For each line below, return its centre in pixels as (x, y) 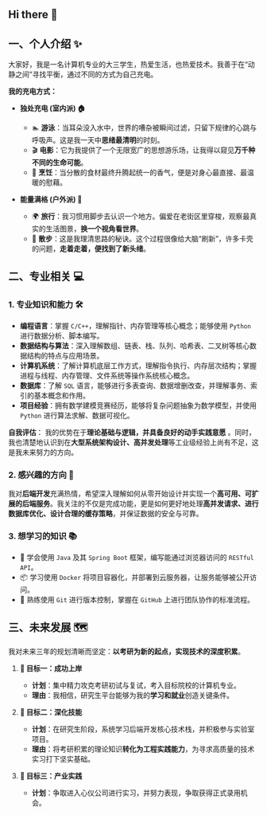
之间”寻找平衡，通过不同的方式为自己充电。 (86, 74)
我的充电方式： (33, 92)
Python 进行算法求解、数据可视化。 (77, 415)
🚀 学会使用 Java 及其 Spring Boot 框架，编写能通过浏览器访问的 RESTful (137, 558)
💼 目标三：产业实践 (51, 776)
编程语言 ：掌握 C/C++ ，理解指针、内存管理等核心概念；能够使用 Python (135, 325)
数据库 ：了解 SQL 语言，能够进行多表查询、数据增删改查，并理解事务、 (135, 385)
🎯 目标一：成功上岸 (51, 668)
